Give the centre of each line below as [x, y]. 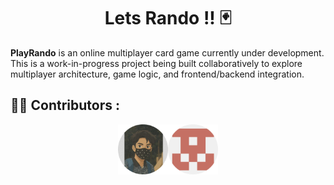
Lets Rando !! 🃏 [168, 18]
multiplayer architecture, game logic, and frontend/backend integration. [157, 74]
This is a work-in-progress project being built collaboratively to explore [156, 63]
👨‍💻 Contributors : [65, 105]
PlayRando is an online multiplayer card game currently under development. [167, 52]
